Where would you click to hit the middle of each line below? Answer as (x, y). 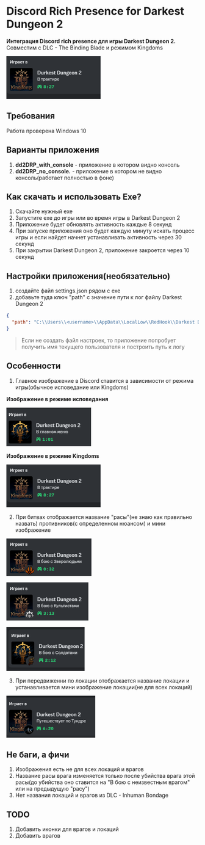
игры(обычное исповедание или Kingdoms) (72, 387)
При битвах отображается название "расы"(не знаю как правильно (103, 517)
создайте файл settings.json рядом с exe (68, 291)
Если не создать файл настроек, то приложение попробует (99, 340)
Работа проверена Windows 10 (46, 131)
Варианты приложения (53, 150)
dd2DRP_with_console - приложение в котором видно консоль (97, 165)
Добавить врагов (38, 836)
